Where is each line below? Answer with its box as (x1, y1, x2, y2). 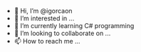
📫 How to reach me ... (14, 37, 80, 45)
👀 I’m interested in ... (14, 14, 75, 22)
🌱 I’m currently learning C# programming (14, 22, 135, 30)
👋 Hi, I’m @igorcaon (14, 7, 73, 15)
